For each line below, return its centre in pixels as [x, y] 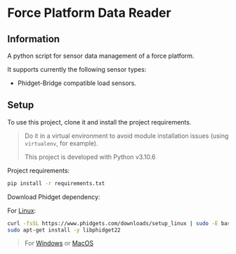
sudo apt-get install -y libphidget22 [64, 230]
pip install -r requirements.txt [56, 183]
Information [34, 39]
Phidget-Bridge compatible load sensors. [77, 83]
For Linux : [22, 210]
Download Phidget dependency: [54, 197]
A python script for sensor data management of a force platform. [101, 56]
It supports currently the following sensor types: [77, 69]
